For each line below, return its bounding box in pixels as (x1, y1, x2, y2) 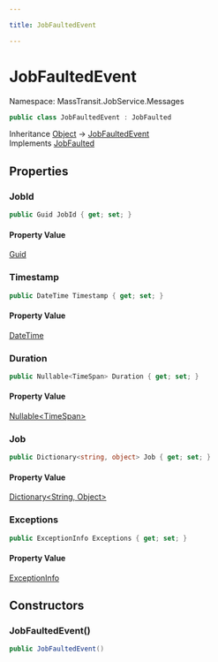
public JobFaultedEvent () (9, 644, 104, 654)
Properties (9, 164, 69, 179)
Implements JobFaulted (9, 138, 95, 148)
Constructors (9, 598, 85, 613)
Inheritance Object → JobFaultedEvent (9, 129, 150, 140)
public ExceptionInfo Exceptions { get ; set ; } (9, 534, 188, 543)
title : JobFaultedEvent (9, 20, 97, 29)
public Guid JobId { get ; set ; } (9, 210, 132, 219)
